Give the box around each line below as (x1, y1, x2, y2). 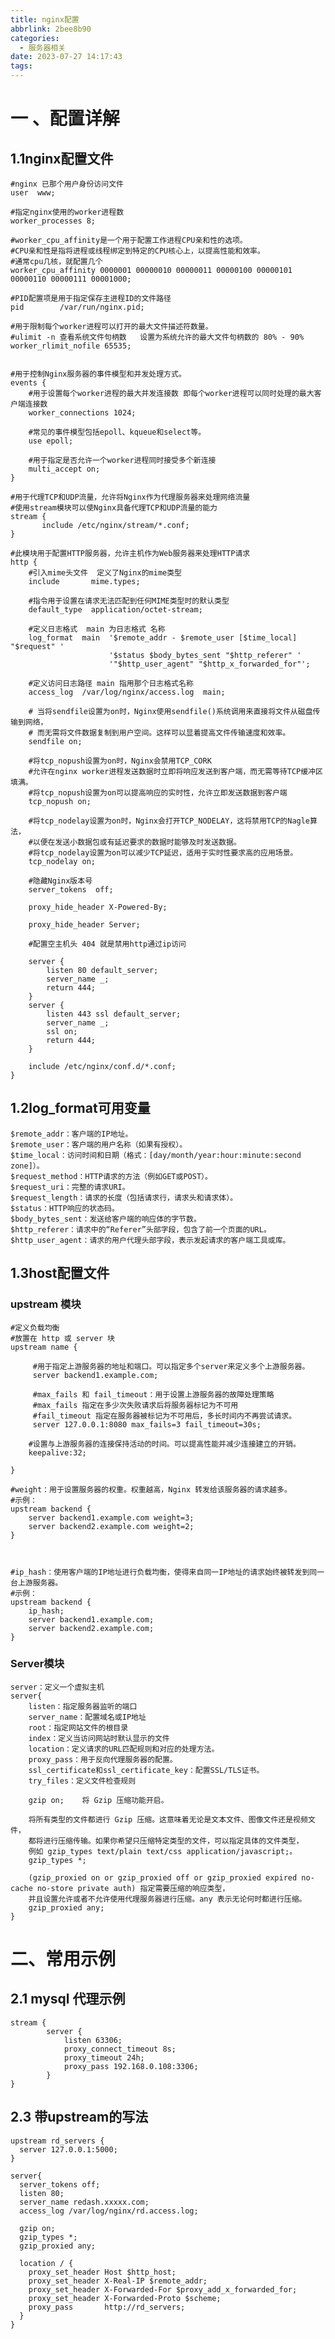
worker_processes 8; (10, 216, 97, 226)
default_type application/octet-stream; (28, 605, 203, 615)
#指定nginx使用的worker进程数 (10, 207, 125, 217)
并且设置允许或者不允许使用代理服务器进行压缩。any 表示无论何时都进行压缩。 (28, 1894, 307, 1904)
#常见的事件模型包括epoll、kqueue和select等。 (28, 427, 207, 437)
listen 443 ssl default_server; (46, 1009, 182, 1019)
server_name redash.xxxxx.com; (19, 2197, 150, 2207)
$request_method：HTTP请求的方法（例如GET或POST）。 (10, 1171, 213, 1181)
